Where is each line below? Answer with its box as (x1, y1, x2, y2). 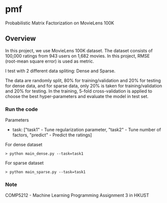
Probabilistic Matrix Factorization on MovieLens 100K (5, 20, 115, 26)
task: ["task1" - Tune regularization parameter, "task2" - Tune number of (12, 127, 161, 133)
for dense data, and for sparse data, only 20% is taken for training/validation (5, 83, 162, 89)
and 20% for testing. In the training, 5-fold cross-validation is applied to (5, 88, 153, 94)
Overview (5, 34, 36, 43)
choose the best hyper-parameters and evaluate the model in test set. (5, 93, 149, 99)
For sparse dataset (5, 160, 44, 166)
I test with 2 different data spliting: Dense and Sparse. (5, 68, 116, 74)
